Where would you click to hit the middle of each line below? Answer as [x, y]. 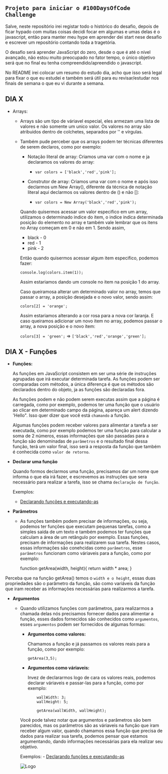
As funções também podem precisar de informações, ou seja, [84, 521]
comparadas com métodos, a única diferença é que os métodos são [83, 384]
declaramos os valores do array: [61, 162]
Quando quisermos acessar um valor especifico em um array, [84, 212]
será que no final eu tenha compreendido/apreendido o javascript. [74, 62]
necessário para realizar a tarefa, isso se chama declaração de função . [86, 482]
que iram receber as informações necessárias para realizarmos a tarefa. [80, 589]
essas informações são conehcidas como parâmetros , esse [81, 548]
